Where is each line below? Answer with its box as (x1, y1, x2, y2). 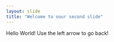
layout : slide (6, 8, 41, 14)
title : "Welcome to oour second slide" (6, 14, 103, 20)
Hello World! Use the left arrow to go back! (6, 29, 109, 36)
